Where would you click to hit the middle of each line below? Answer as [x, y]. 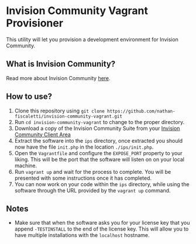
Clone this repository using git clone [60, 111]
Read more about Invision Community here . [58, 78]
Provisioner [35, 23]
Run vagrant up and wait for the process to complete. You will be [93, 171]
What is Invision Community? [61, 64]
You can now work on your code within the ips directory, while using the [102, 184]
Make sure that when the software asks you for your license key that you [102, 223]
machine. [26, 166]
